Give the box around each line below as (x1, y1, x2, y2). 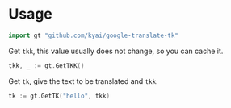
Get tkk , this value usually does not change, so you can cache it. (8, 46, 224, 56)
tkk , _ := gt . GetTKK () (8, 61, 85, 69)
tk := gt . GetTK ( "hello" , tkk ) (8, 92, 111, 100)
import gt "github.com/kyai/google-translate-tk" (8, 31, 179, 39)
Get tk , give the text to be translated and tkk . (8, 76, 159, 85)
